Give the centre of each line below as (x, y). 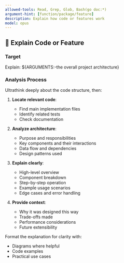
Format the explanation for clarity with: (43, 237)
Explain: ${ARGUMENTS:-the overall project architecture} (62, 67)
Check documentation (41, 119)
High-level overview (39, 172)
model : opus (17, 23)
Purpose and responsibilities (48, 138)
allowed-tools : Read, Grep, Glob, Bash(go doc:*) (56, 9)
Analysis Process (26, 80)
